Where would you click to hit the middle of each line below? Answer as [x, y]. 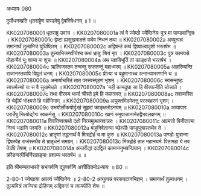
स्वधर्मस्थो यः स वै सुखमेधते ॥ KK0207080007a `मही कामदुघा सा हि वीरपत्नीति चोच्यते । [94, 87]
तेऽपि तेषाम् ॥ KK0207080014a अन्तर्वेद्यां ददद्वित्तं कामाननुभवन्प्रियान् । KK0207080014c [98, 148]
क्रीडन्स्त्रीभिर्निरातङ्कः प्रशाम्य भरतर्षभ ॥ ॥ [46, 155]
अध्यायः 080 [19, 9]
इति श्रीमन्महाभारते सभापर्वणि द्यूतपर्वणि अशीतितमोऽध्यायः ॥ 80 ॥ [67, 167]
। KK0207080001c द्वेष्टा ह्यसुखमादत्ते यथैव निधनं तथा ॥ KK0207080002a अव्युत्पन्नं [94, 40]
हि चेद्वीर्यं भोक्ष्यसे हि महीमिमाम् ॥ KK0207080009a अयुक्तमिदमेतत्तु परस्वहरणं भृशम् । [90, 101]
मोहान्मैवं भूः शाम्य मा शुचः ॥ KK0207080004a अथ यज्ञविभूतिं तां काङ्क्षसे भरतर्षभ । [89, 60]
